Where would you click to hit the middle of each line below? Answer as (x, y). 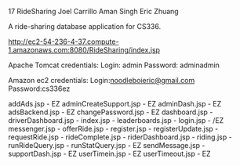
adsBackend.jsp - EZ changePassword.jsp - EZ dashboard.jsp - (111, 112)
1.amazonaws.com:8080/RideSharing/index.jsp (84, 50)
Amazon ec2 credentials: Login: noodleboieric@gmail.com (102, 80)
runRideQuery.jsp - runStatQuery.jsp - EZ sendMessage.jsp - (107, 145)
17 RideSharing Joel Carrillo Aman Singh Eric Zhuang (93, 11)
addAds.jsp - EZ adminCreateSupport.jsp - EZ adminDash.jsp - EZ (115, 104)
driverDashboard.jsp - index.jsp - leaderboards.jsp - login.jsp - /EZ (116, 120)
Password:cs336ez (39, 88)
